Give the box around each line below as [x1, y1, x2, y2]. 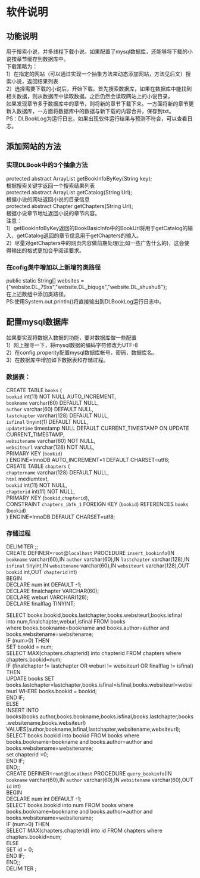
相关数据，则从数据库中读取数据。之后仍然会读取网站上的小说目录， [6, 93, 173, 100]
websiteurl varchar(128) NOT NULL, [6, 443, 95, 451]
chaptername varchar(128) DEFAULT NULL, [6, 469, 109, 476]
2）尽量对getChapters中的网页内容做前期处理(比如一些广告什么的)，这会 [6, 239, 185, 246]
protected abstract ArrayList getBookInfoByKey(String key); [6, 175, 152, 182]
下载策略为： [6, 63, 37, 70]
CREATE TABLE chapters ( [6, 463, 70, 470]
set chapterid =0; [6, 751, 49, 758]
